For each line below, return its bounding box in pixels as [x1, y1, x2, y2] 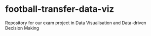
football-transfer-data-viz [5, 3, 114, 15]
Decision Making [5, 25, 39, 31]
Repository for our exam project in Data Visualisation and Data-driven [5, 20, 147, 26]
